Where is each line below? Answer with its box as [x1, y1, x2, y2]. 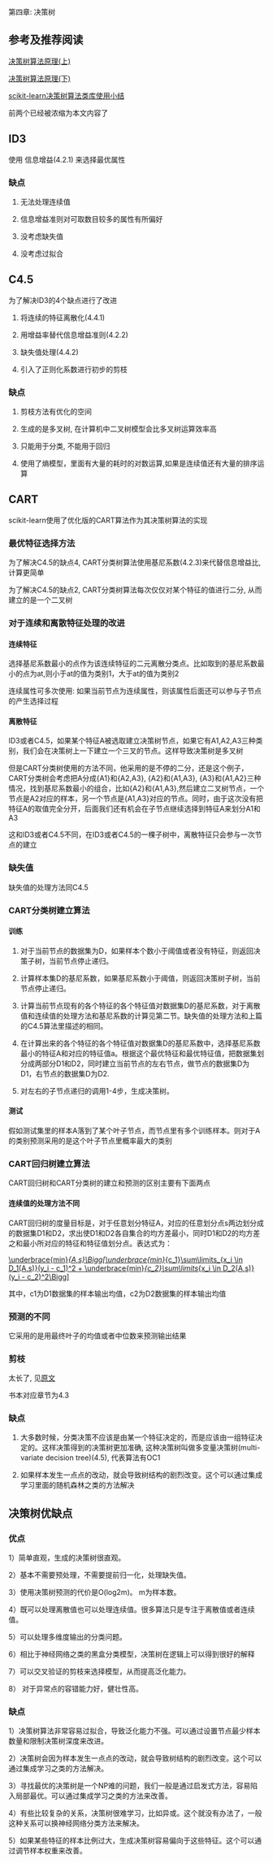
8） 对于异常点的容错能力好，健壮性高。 [8, 1684, 144, 1694]
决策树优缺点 [8, 1506, 73, 1520]
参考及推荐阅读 [8, 33, 84, 47]
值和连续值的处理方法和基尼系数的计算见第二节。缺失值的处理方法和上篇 [19, 1011, 262, 1020]
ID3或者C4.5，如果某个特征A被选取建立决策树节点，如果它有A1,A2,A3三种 [8, 736, 256, 746]
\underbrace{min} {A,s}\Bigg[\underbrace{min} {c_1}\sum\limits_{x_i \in [8, 1254, 244, 1264]
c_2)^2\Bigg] [27, 1272, 70, 1281]
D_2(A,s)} [223, 1263, 254, 1273]
